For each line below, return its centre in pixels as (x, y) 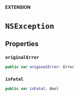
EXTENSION (18, 7)
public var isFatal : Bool (32, 89)
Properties (22, 44)
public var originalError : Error (40, 67)
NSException (30, 27)
